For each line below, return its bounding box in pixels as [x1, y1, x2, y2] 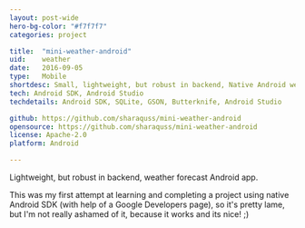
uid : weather [9, 55, 71, 64]
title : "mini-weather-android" [9, 46, 132, 55]
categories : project [9, 30, 88, 39]
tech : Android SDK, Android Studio [9, 88, 144, 98]
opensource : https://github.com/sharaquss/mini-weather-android [9, 122, 258, 132]
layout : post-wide [9, 13, 79, 23]
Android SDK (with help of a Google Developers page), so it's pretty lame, [9, 199, 286, 210]
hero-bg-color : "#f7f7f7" [9, 22, 107, 31]
